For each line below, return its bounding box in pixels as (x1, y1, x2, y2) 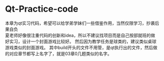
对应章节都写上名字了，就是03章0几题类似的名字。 (9, 50, 112, 57)
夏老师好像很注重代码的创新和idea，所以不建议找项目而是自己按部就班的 (5, 32, 151, 38)
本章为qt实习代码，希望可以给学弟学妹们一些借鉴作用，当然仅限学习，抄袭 (5, 20, 155, 26)
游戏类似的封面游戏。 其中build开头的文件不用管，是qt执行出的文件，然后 (5, 44, 153, 50)
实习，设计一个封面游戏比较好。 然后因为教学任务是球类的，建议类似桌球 (9, 38, 157, 44)
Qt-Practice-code (5, 3, 78, 15)
